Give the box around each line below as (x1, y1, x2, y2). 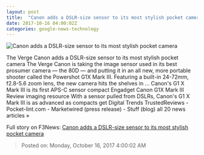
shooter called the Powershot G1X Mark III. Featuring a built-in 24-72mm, (6, 73, 189, 81)
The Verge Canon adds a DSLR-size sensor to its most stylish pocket (6, 54, 179, 61)
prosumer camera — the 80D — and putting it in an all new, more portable (6, 67, 191, 74)
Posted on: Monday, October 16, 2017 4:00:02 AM (21, 142, 146, 149)
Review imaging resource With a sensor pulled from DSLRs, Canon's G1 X (6, 93, 190, 100)
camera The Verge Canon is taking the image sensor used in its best (6, 61, 177, 68)
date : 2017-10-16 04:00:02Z (6, 20, 78, 26)
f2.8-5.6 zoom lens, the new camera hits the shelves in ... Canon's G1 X (6, 80, 185, 87)
